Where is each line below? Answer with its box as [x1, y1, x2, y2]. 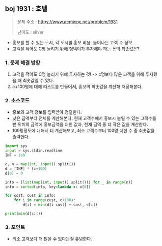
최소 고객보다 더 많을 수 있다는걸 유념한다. [12, 236, 92, 242]
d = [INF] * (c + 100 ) [5, 166, 48, 171]
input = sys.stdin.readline [5, 148, 63, 154]
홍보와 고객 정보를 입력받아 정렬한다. [12, 109, 82, 115]
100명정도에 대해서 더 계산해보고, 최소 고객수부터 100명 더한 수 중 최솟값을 [12, 127, 155, 134]
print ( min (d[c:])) [5, 211, 43, 216]
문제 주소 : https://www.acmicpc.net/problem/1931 [17, 19, 118, 25]
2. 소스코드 [5, 97, 30, 104]
